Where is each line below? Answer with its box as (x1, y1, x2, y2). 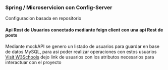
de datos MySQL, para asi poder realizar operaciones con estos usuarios (5, 48, 157, 54)
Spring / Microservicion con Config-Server (5, 4, 113, 11)
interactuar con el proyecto (5, 59, 62, 65)
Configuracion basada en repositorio (5, 15, 82, 21)
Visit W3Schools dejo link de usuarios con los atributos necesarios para (5, 54, 154, 60)
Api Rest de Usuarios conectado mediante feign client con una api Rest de (5, 26, 163, 32)
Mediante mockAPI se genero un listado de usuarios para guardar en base (5, 43, 160, 49)
